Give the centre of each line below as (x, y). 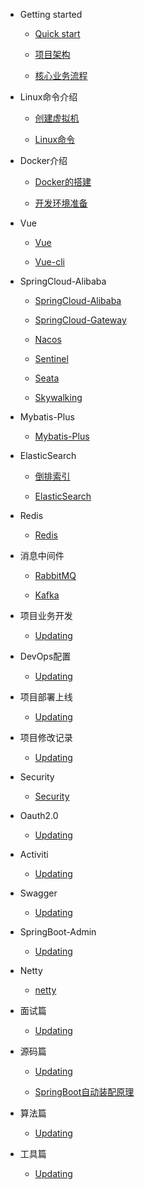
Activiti (34, 854)
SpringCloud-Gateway (80, 320)
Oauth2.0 (39, 815)
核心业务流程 (61, 75)
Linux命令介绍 (48, 97)
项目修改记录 (46, 737)
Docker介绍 (43, 160)
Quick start (57, 33)
